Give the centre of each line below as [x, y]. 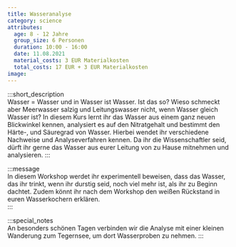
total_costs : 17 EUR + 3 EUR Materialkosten [81, 67]
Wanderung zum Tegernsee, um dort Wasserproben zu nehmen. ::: [106, 236]
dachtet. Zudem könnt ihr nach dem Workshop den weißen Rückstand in [114, 191]
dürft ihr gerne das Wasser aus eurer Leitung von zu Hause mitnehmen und [118, 147]
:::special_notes [30, 220]
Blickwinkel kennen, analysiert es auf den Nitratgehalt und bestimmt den [114, 124]
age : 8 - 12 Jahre [41, 34]
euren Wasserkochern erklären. [54, 199]
